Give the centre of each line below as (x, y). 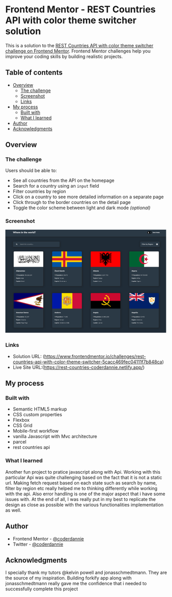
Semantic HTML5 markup (40, 409)
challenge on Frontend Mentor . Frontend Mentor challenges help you (78, 51)
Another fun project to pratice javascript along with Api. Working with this (83, 472)
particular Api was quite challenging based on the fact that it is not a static (84, 477)
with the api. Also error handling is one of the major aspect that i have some (85, 494)
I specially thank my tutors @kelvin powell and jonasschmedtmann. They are (86, 573)
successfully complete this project (42, 589)
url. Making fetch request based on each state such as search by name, (81, 483)
